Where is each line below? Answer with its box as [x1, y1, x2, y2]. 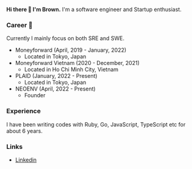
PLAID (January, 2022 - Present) [15, 72, 98, 80]
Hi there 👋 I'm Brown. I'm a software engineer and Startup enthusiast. [6, 6, 182, 13]
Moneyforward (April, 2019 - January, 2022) [15, 46, 127, 54]
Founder [24, 92, 46, 99]
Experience [6, 107, 41, 116]
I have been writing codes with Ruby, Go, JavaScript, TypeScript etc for [6, 120, 186, 128]
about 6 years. [6, 127, 43, 134]
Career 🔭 [6, 21, 33, 29]
